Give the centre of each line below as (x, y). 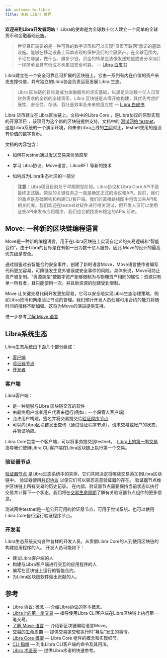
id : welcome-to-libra (28, 10)
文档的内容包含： (23, 144)
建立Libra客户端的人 (33, 558)
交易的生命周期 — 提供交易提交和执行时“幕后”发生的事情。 (72, 632)
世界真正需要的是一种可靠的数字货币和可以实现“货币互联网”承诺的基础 (89, 46)
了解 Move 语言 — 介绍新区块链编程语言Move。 (61, 625)
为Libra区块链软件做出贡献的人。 (46, 577)
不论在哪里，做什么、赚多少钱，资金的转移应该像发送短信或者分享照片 (89, 58)
